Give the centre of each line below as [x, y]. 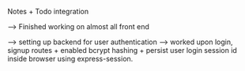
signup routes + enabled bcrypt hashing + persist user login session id [122, 50]
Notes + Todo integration [48, 11]
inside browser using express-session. [70, 59]
